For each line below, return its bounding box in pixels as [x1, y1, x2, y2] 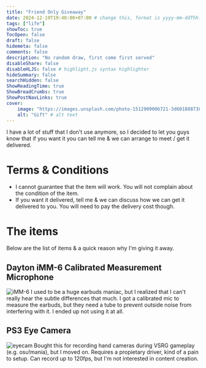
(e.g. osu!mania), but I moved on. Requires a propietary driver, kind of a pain [6, 348, 199, 356]
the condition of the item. [15, 190, 79, 197]
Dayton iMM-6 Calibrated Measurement [6, 262, 162, 273]
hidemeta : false [6, 44, 48, 50]
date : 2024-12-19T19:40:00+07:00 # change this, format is [6, 15, 161, 21]
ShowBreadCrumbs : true [6, 89, 64, 95]
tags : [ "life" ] [6, 20, 45, 26]
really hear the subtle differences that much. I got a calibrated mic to [6, 295, 180, 302]
